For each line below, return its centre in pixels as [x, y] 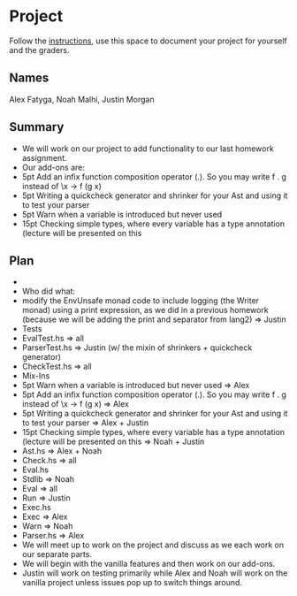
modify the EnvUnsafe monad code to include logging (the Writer [140, 301]
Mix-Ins [36, 376]
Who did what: [48, 291]
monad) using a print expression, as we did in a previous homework [145, 310]
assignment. [44, 157]
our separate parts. [57, 554]
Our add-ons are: [53, 167]
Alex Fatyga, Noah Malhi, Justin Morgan [82, 99]
